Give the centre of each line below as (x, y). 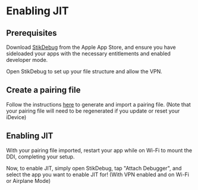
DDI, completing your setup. (40, 157)
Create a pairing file (44, 90)
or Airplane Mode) (29, 180)
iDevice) (16, 117)
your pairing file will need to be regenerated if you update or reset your (93, 111)
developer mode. (27, 60)
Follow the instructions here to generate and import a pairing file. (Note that (99, 104)
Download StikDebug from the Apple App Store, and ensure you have (91, 47)
